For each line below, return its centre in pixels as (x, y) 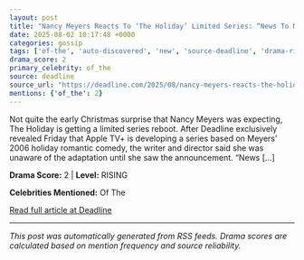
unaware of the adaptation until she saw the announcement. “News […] (142, 157)
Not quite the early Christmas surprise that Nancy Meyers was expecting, (146, 119)
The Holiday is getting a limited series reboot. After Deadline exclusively (143, 128)
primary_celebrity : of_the (60, 69)
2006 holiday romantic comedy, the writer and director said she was (137, 148)
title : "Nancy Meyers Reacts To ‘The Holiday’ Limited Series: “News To (149, 26)
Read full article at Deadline (61, 209)
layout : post (34, 18)
